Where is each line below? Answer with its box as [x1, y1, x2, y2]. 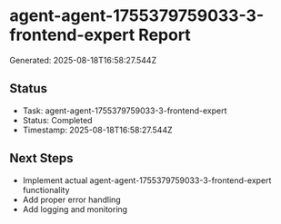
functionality [22, 184, 70, 195]
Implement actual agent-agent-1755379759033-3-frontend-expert [22, 174, 272, 186]
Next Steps [9, 151, 74, 166]
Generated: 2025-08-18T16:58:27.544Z [9, 54, 157, 65]
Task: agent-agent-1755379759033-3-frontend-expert [22, 105, 227, 116]
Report [137, 24, 191, 45]
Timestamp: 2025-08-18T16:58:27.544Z [22, 124, 173, 135]
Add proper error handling [22, 194, 121, 205]
